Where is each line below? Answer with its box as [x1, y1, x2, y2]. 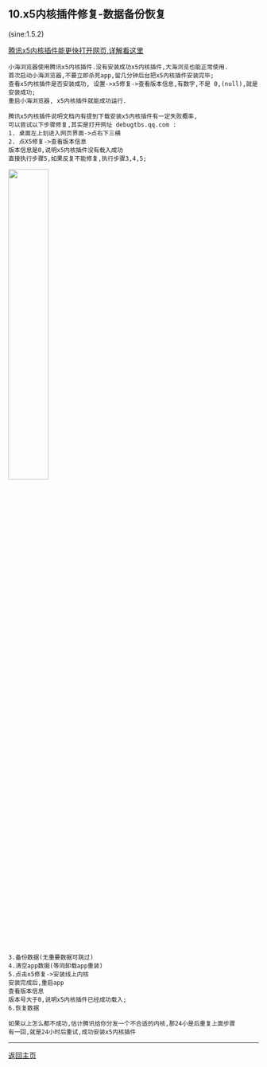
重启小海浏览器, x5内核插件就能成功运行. [8, 96, 127, 105]
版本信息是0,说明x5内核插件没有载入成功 [8, 146, 123, 154]
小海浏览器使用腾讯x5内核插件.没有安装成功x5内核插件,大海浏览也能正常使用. [8, 63, 229, 71]
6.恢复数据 [8, 1004, 40, 1012]
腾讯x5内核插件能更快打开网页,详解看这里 [8, 45, 144, 55]
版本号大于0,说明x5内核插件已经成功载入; [8, 995, 127, 1003]
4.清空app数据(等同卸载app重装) [8, 962, 103, 970]
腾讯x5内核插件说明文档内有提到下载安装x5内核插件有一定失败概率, [8, 112, 198, 120]
